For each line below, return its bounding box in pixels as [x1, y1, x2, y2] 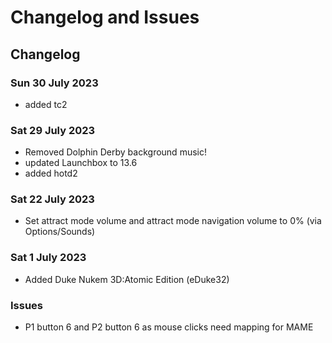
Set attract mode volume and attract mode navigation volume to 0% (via [24, 215, 322, 227]
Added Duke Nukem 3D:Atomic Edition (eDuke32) [24, 273, 230, 285]
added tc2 [24, 98, 68, 110]
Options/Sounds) [24, 226, 96, 238]
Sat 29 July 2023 [10, 123, 96, 137]
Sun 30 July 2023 [10, 76, 99, 90]
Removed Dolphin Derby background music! [24, 146, 207, 158]
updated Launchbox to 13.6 [24, 157, 138, 169]
